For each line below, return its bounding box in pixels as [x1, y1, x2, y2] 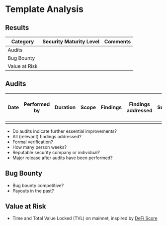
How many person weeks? [12, 144, 67, 150]
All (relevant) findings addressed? [12, 133, 82, 139]
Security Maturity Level [42, 38, 100, 45]
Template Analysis [5, 3, 83, 15]
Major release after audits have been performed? [12, 155, 113, 161]
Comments [104, 38, 131, 45]
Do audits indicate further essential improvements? [12, 128, 117, 134]
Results [5, 23, 29, 32]
